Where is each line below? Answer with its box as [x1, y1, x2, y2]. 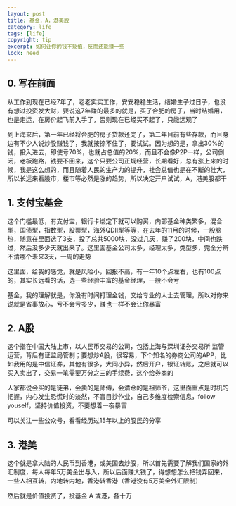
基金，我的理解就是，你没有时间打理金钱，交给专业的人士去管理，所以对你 [7, 290, 223, 300]
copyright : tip [7, 37, 52, 44]
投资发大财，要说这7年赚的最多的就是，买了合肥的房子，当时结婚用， [25, 106, 226, 115]
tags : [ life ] [7, 30, 46, 37]
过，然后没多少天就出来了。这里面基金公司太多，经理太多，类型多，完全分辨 [7, 243, 229, 252]
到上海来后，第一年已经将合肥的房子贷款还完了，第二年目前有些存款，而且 [7, 130, 223, 138]
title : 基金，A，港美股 [7, 17, 70, 24]
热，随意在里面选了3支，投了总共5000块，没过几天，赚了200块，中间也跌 [7, 234, 223, 243]
